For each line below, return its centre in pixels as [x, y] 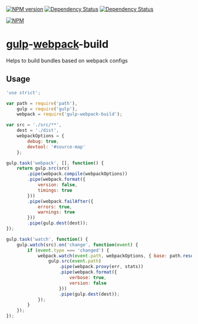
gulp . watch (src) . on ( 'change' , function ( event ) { [77, 244]
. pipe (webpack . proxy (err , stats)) [101, 267]
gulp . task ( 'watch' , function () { [47, 239]
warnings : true [56, 212]
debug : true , [43, 141]
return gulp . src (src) [43, 168]
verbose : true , [88, 277]
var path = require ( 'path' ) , [42, 103]
